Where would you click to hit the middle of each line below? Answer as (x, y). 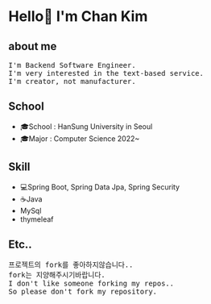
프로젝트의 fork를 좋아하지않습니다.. (71, 265)
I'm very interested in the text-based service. (106, 73)
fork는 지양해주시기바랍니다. (57, 275)
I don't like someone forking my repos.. (91, 284)
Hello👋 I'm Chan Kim (78, 17)
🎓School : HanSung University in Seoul (86, 126)
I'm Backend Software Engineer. (72, 65)
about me (33, 46)
